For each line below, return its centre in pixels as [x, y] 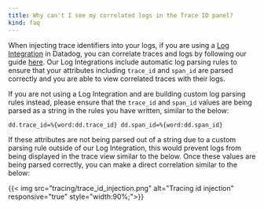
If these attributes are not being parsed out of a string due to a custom [122, 139]
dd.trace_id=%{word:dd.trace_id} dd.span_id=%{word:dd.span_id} [115, 125]
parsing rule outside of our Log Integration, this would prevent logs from [125, 148]
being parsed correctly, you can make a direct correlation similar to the [123, 164]
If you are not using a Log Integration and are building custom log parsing [127, 93]
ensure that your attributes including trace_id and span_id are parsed [121, 70]
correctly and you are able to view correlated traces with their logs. [117, 79]
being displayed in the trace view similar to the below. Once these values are [132, 156]
